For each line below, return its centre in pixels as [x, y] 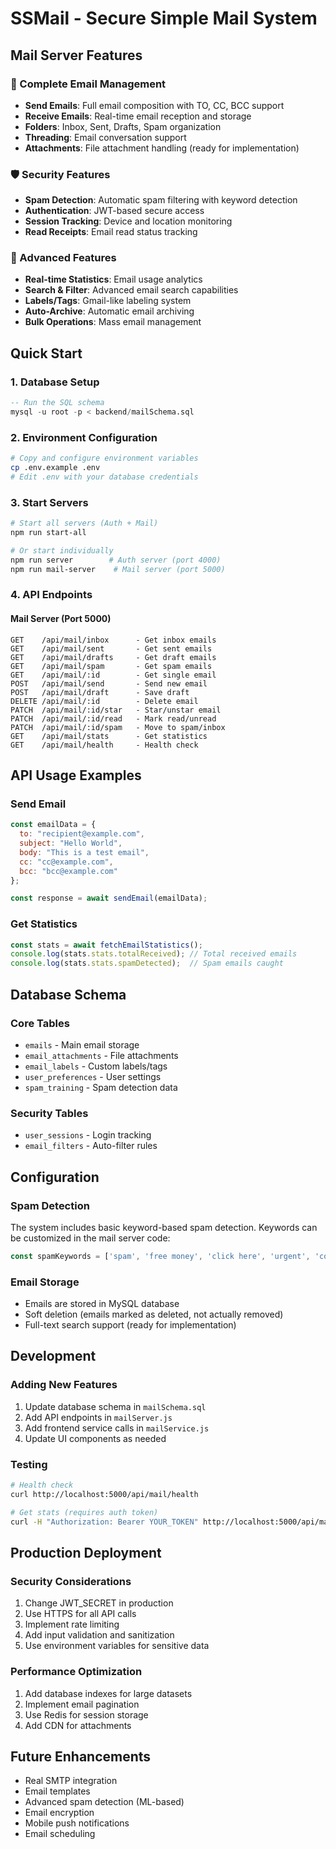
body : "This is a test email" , [84, 852]
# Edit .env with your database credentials [104, 477]
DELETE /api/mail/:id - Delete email [104, 701]
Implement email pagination [82, 1704]
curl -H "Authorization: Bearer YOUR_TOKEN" [104, 1522]
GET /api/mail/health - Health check [104, 745]
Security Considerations [71, 1581]
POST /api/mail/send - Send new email [109, 683]
